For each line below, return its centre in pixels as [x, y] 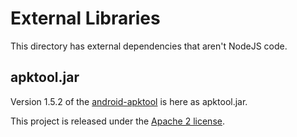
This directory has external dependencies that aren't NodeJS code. [149, 46]
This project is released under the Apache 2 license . [117, 121]
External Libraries [85, 18]
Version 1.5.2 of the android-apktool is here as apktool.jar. [129, 101]
